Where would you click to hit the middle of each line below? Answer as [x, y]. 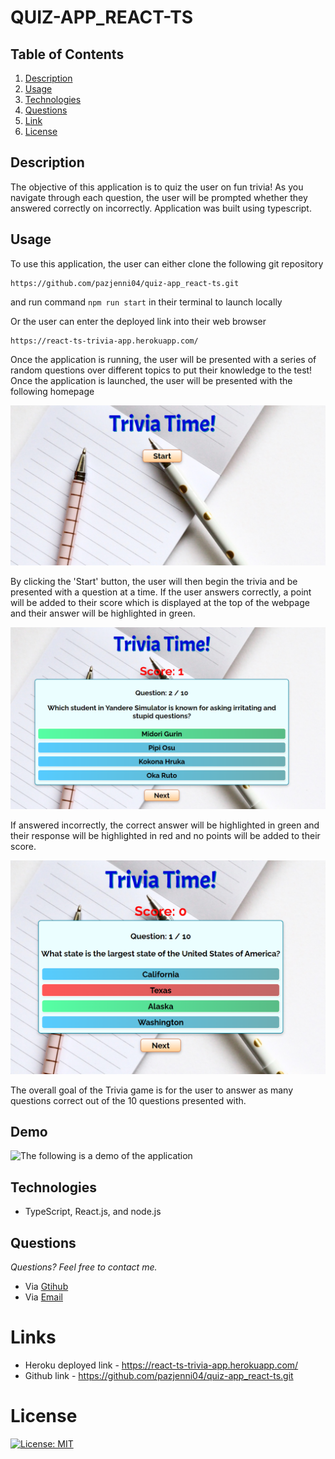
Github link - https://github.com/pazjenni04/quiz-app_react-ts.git [159, 1375]
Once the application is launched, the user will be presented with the [151, 380]
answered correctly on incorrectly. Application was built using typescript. [161, 208]
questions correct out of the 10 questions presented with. [128, 1100]
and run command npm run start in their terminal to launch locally [146, 302]
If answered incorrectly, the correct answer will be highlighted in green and [165, 825]
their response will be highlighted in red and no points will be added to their [165, 836]
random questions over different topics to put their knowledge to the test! [161, 370]
